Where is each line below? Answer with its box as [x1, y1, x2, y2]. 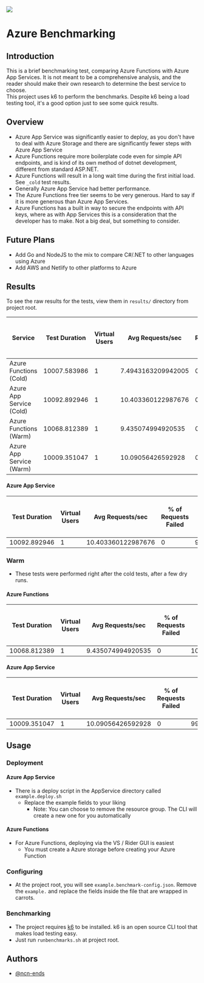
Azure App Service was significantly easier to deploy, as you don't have [15, 133, 195, 141]
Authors [6, 954, 38, 964]
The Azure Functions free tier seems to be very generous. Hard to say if [15, 191, 195, 198]
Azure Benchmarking [6, 27, 116, 41]
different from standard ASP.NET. [15, 165, 99, 173]
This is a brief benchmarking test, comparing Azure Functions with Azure [6, 67, 189, 74]
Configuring [6, 867, 43, 875]
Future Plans [6, 235, 55, 245]
